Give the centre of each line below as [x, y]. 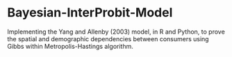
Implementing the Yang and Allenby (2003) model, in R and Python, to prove [116, 32]
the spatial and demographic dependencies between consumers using [108, 38]
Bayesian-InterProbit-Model [90, 13]
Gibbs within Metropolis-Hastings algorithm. [71, 46]
